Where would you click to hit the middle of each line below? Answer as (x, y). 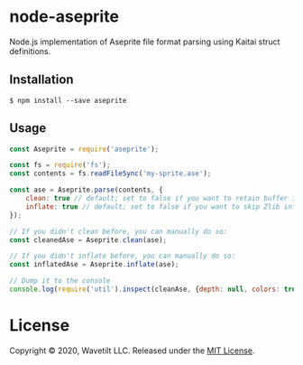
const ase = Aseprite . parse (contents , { (87, 190)
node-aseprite (64, 17)
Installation (41, 80)
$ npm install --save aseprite (68, 100)
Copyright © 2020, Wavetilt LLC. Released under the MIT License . (132, 351)
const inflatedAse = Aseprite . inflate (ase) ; (94, 265)
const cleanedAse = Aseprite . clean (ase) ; (88, 240)
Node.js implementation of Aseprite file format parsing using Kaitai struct (145, 42)
